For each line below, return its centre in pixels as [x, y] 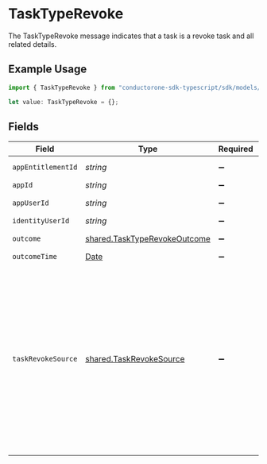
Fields [24, 127]
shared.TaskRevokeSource [135, 359]
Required [236, 149]
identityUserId [41, 221]
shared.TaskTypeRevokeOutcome [147, 239]
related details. [33, 44]
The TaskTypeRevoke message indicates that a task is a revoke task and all [131, 36]
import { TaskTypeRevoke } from [62, 87]
